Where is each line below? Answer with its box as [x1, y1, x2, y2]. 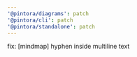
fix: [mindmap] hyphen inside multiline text [7, 42, 130, 51]
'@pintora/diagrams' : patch [7, 10, 89, 17]
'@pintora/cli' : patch [7, 17, 73, 24]
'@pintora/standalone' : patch [7, 23, 96, 30]
